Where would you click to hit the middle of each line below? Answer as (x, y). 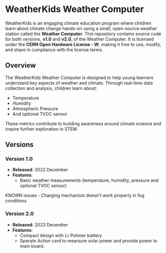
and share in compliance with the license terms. (54, 50)
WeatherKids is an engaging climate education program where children (78, 23)
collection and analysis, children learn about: (51, 88)
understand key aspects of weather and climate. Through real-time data (79, 83)
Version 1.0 (19, 159)
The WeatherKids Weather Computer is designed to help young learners (79, 77)
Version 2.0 (19, 214)
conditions (16, 201)
